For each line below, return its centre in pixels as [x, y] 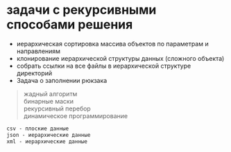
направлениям [38, 51]
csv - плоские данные [38, 129]
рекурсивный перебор [57, 108]
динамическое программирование [76, 115]
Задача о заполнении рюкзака [62, 80]
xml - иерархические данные [47, 141]
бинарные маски [49, 101]
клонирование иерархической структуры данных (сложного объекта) [120, 58]
